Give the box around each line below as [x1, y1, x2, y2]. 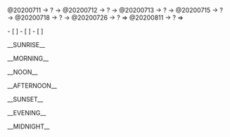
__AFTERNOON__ [7, 81, 58, 90]
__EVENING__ [7, 109, 46, 117]
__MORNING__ [7, 54, 49, 63]
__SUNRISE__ [7, 41, 46, 48]
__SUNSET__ [7, 95, 44, 103]
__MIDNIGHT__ [7, 122, 50, 131]
